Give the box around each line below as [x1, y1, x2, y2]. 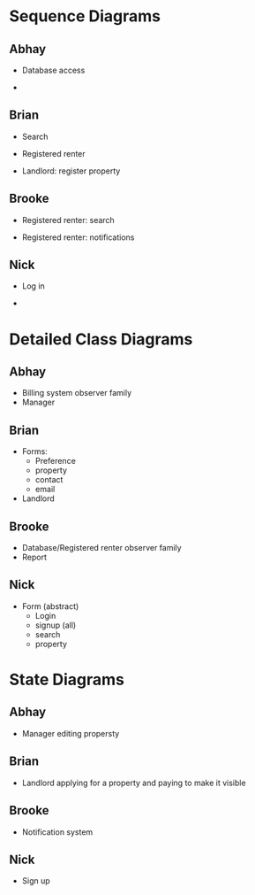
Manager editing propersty [21, 728, 120, 738]
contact [34, 475, 64, 485]
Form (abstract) [21, 600, 79, 612]
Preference [34, 456, 77, 467]
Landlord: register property [21, 166, 121, 176]
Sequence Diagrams [9, 6, 161, 27]
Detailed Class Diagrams [9, 329, 193, 349]
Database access [21, 65, 86, 75]
